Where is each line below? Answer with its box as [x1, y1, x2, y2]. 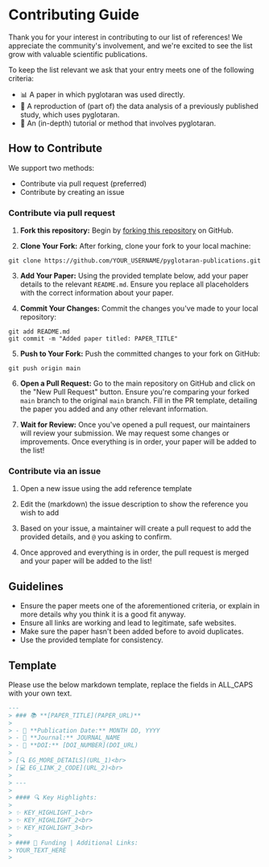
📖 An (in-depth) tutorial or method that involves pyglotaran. [19, 118, 217, 128]
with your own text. [8, 688, 72, 698]
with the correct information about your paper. [19, 288, 174, 298]
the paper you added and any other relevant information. [19, 404, 209, 414]
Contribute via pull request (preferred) [19, 179, 147, 188]
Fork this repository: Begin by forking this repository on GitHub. [19, 225, 234, 235]
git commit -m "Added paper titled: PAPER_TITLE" [8, 335, 179, 343]
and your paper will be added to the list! [19, 556, 152, 566]
